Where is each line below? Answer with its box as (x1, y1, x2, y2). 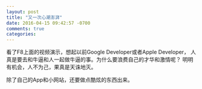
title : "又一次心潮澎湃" (6, 14, 62, 20)
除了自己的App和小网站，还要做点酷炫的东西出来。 (6, 76, 133, 84)
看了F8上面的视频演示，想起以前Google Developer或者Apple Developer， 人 (6, 49, 197, 56)
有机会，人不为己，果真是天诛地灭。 (6, 64, 97, 71)
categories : (6, 31, 36, 37)
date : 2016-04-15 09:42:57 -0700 (6, 20, 91, 26)
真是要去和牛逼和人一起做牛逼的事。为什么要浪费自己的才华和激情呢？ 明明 (6, 56, 194, 63)
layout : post (6, 8, 39, 15)
